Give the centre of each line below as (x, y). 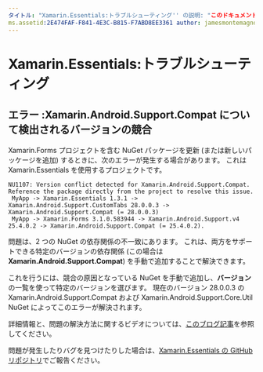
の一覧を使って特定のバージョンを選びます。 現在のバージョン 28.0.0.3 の (126, 287)
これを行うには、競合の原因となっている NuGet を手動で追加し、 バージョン (130, 277)
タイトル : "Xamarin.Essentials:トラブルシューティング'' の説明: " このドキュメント (133, 15)
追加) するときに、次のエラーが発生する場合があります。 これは (144, 160)
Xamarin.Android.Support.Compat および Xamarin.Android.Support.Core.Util (130, 297)
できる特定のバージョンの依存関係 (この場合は (89, 251)
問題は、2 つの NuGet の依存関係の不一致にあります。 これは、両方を (120, 241)
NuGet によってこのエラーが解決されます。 (77, 307)
